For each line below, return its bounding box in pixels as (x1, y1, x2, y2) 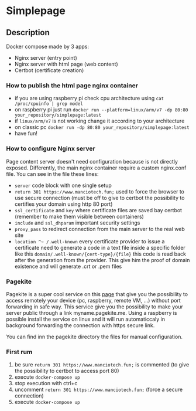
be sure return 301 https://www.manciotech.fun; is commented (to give (14, 361, 190, 368)
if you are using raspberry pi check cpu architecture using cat (14, 95, 164, 102)
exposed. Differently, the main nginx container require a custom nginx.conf (6, 164, 187, 171)
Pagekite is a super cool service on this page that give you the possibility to (6, 290, 188, 297)
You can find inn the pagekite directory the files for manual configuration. (6, 333, 183, 340)
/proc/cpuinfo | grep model (14, 101, 83, 107)
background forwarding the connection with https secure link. (6, 321, 155, 329)
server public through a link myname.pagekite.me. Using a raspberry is (6, 309, 177, 316)
